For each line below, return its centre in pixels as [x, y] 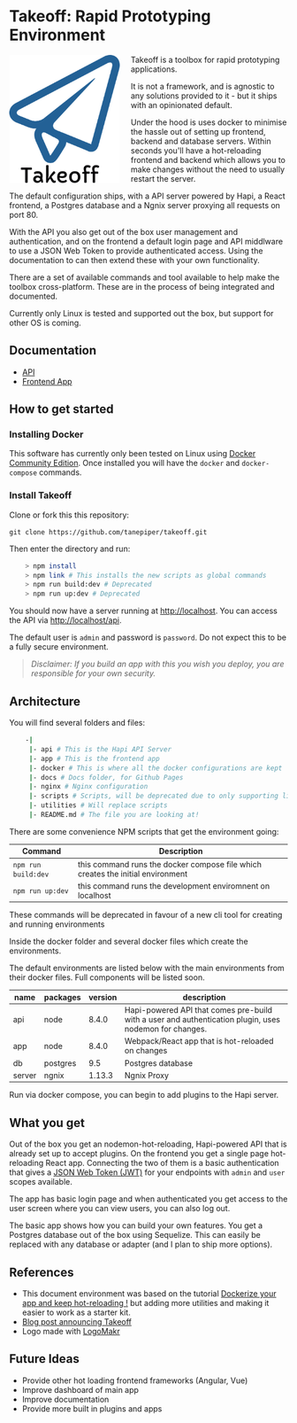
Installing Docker [46, 434]
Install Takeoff [41, 495]
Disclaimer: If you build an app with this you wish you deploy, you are [157, 664]
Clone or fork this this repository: [69, 515]
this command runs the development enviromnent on [174, 886]
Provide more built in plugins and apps [92, 1408]
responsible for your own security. [93, 673]
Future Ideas [44, 1359]
